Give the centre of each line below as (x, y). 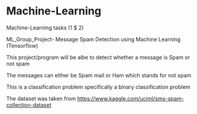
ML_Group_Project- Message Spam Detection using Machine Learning (93, 39)
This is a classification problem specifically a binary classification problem (98, 87)
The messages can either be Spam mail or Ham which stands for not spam (99, 75)
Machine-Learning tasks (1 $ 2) (45, 28)
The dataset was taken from (41, 98)
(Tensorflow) (22, 46)
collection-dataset (29, 105)
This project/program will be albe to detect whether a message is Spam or (98, 57)
